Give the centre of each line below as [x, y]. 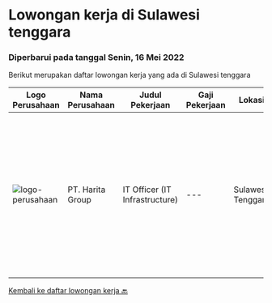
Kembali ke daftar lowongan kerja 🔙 [68, 291]
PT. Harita [87, 190]
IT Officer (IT [147, 190]
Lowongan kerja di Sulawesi [104, 15]
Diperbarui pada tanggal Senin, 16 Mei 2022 [96, 58]
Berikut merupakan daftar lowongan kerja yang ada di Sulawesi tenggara [130, 75]
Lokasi [251, 100]
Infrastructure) [151, 200]
